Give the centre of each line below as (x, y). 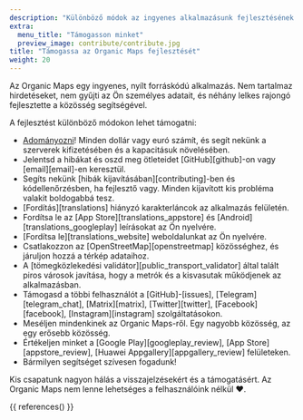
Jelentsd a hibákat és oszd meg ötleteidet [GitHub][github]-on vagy (149, 159)
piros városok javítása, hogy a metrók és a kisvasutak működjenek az (152, 275)
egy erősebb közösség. (66, 333)
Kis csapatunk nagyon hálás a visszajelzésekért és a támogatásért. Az (141, 379)
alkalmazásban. (52, 285)
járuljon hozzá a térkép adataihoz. (86, 256)
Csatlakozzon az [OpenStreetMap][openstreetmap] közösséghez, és (151, 246)
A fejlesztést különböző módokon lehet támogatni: (103, 122)
